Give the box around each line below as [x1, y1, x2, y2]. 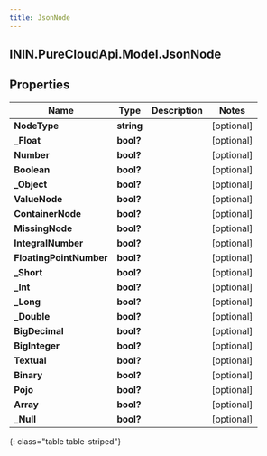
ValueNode [14, 192, 63, 205]
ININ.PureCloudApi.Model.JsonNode [9, 47, 222, 62]
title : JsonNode [9, 13, 70, 23]
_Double [14, 310, 51, 322]
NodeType [14, 119, 60, 132]
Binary [14, 368, 43, 381]
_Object [14, 178, 48, 191]
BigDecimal [14, 324, 65, 337]
